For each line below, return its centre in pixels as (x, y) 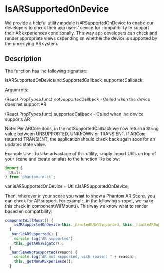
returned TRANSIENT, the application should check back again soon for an (80, 139)
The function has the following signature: (46, 71)
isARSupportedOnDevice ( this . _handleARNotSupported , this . (74, 225)
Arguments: (17, 90)
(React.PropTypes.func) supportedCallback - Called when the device (74, 114)
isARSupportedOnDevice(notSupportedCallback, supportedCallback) (74, 80)
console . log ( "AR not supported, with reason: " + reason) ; (75, 257)
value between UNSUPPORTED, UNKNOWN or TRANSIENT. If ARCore (75, 134)
